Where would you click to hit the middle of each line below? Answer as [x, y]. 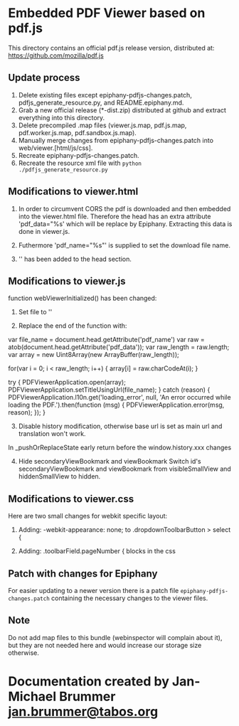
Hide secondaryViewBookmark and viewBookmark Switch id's [110, 461]
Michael [32, 696]
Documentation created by [89, 681]
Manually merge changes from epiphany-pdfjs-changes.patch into [116, 140]
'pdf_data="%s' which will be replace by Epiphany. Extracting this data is [125, 224]
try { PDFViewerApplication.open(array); [67, 383]
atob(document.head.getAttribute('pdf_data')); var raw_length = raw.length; [119, 347]
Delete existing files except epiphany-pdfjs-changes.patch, [105, 95]
